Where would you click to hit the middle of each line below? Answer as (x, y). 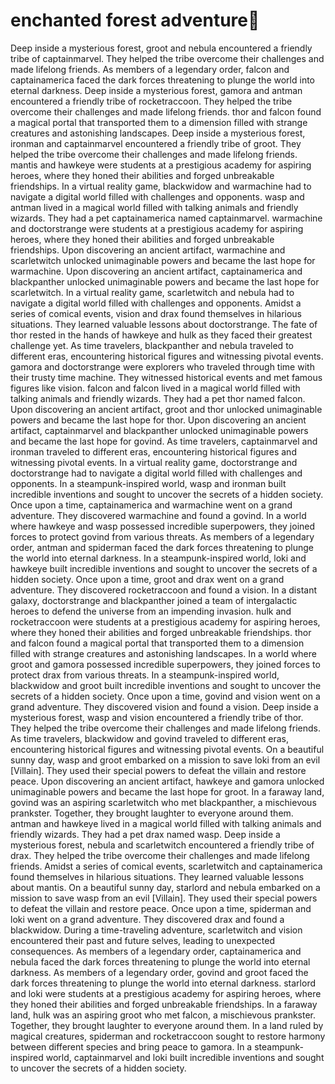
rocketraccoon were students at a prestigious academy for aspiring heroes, (165, 621)
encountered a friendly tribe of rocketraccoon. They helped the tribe (151, 101)
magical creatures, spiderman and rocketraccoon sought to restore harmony (168, 1036)
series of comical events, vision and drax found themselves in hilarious (156, 313)
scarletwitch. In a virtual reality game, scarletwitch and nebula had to (152, 292)
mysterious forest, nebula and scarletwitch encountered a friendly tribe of (162, 845)
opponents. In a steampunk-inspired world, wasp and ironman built (148, 483)
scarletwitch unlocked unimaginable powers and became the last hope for (163, 260)
